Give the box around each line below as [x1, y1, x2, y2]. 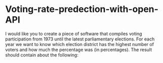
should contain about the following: [5, 51, 79, 58]
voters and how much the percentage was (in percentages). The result [5, 46, 152, 52]
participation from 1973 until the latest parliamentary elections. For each [5, 36, 155, 42]
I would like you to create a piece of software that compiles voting [5, 30, 142, 36]
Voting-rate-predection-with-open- [5, 3, 159, 15]
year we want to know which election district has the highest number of [5, 41, 154, 47]
